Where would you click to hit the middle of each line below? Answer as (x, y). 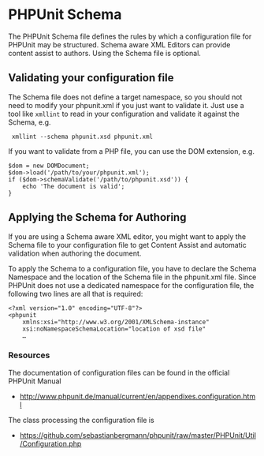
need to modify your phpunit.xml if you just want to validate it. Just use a (126, 105)
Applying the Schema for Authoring (97, 217)
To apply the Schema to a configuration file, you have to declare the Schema (132, 268)
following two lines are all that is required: (76, 293)
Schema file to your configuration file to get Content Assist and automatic (127, 245)
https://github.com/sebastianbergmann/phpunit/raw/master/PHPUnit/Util (138, 435)
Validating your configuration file (91, 78)
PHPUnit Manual (35, 381)
